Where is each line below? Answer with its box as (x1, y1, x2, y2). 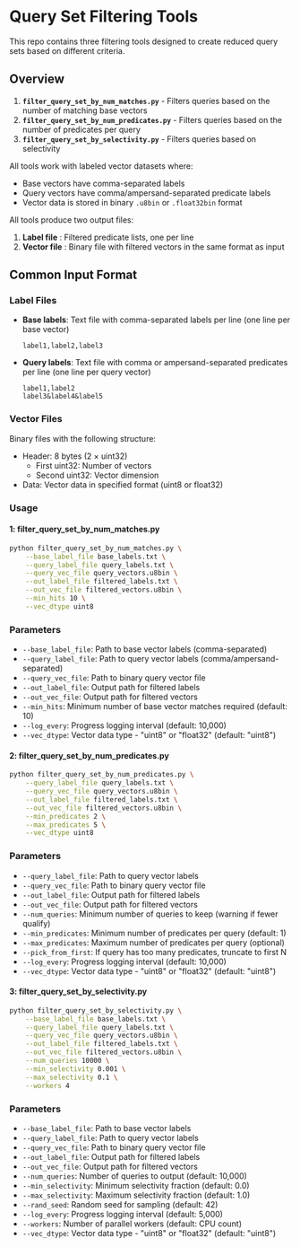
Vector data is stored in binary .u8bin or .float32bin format (21, 197, 244, 207)
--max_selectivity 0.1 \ (25, 1073, 118, 1082)
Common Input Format (9, 268, 137, 283)
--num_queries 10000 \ (25, 1057, 110, 1066)
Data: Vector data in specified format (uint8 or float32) (21, 479, 224, 490)
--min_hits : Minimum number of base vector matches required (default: (21, 701, 288, 712)
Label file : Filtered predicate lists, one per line (21, 232, 194, 242)
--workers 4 (25, 1081, 70, 1090)
